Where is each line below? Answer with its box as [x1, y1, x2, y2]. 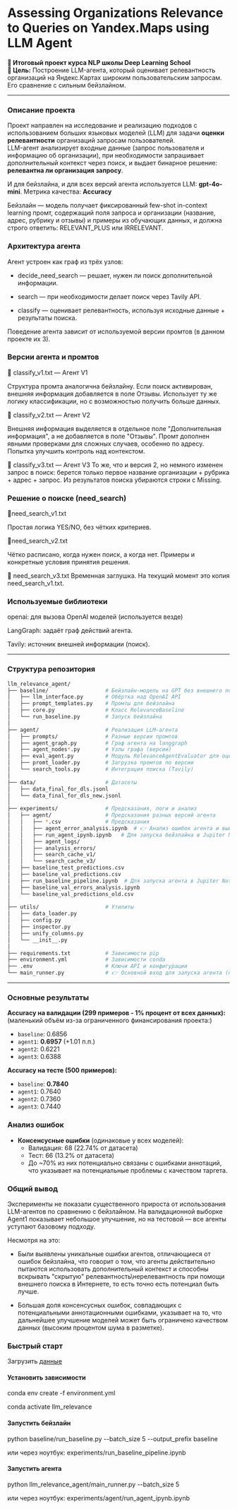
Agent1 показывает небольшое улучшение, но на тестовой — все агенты [7, 1214, 227, 1223]
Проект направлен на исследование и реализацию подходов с [7, 122, 197, 130]
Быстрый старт [7, 1341, 63, 1351]
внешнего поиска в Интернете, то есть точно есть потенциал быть [17, 1279, 219, 1288]
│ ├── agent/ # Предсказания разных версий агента [7, 812, 217, 819]
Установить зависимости [7, 1373, 86, 1382]
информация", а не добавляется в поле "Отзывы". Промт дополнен [7, 432, 210, 440]
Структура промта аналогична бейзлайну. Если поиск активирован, [7, 381, 213, 390]
